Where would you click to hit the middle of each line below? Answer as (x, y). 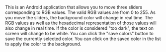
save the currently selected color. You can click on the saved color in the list (83, 39)
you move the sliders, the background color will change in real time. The (79, 18)
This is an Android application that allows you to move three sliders (74, 7)
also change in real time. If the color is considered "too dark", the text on (80, 28)
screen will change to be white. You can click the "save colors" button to (80, 33)
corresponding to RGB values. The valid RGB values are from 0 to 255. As (80, 12)
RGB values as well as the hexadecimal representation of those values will (81, 23)
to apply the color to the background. (43, 44)
